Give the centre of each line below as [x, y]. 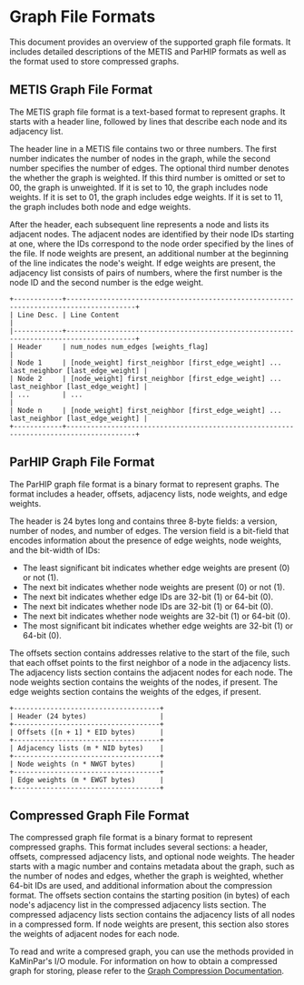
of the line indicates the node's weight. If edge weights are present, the [142, 263]
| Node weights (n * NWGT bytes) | [87, 764]
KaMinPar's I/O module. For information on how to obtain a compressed [143, 961]
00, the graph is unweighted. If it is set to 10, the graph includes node [139, 187]
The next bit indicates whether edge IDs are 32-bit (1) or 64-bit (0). [148, 597]
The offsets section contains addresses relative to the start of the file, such [150, 653]
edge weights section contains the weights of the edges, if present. [135, 691]
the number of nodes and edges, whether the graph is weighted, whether [147, 876]
